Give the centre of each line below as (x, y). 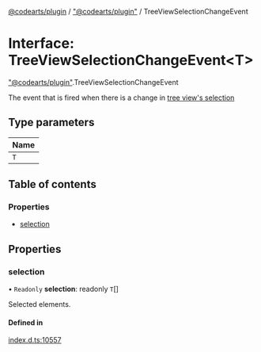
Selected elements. (40, 304)
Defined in (26, 322)
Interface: (42, 44)
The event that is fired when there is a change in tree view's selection (121, 98)
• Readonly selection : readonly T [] (63, 289)
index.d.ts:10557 (35, 340)
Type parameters (51, 122)
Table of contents (52, 184)
